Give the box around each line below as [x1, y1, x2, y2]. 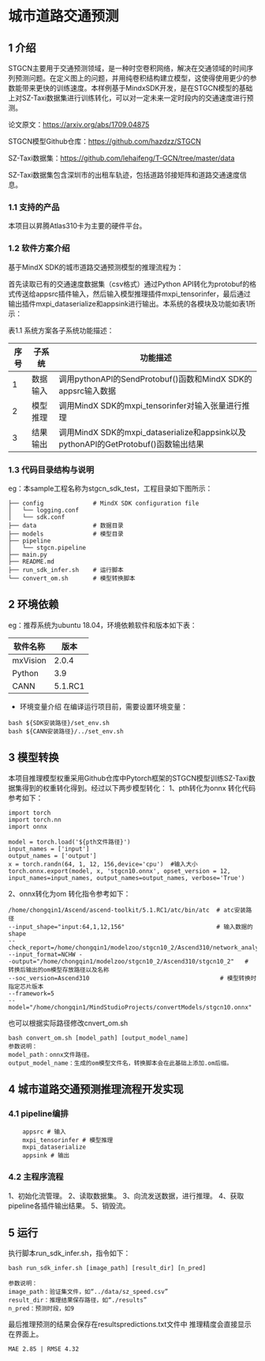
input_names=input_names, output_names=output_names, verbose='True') [8, 874, 245, 882]
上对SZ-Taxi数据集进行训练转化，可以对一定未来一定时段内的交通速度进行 [8, 93, 247, 103]
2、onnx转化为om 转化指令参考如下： [8, 889, 131, 898]
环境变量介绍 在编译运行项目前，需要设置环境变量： [19, 701, 188, 711]
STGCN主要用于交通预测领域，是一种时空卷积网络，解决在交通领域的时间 [8, 64, 247, 73]
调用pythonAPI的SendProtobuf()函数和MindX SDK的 [58, 373, 252, 384]
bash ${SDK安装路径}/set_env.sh [8, 719, 110, 727]
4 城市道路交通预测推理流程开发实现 [8, 1082, 184, 1096]
